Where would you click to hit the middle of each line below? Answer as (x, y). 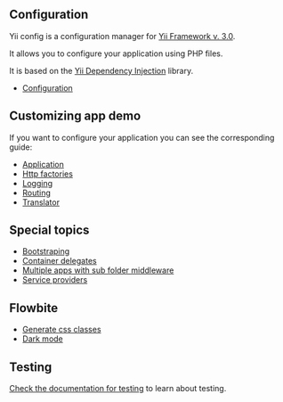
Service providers (55, 280)
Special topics (49, 230)
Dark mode (43, 339)
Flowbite (34, 308)
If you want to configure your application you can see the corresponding (142, 137)
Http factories (48, 174)
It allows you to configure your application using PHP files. (116, 53)
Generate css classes (61, 330)
